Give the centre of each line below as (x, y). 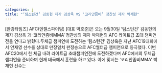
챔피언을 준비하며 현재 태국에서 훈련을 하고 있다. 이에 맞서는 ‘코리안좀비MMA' (79, 59)
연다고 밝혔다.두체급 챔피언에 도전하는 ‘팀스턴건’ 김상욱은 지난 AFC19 (80, 41)
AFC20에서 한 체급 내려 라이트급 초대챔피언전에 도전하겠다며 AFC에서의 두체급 (80, 53)
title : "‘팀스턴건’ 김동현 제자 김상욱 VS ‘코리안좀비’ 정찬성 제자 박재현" (72, 14)
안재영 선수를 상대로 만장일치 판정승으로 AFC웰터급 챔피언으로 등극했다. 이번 (83, 47)
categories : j (20, 10)
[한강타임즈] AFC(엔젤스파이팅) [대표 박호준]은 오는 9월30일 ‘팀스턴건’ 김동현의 (81, 29)
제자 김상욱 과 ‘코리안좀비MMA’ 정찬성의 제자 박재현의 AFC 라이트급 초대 (74, 35)
